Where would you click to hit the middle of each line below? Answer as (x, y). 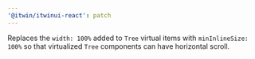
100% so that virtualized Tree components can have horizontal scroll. (119, 46)
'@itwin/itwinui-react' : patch (59, 15)
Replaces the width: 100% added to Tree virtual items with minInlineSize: (128, 38)
